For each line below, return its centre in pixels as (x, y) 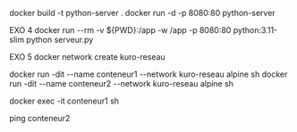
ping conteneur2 (40, 118)
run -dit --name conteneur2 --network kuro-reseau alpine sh (122, 83)
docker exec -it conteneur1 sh (64, 101)
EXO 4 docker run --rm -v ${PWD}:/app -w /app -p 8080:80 (120, 30)
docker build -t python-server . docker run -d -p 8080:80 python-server (142, 13)
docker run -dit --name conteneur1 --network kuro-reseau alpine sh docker (148, 74)
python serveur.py (60, 40)
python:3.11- (255, 30)
